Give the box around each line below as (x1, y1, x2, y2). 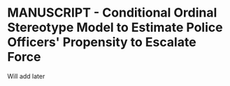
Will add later (7, 71, 45, 80)
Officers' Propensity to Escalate (7, 35, 197, 50)
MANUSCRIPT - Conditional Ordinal (7, 5, 217, 21)
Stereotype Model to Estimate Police (7, 19, 223, 35)
